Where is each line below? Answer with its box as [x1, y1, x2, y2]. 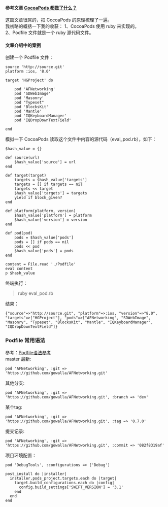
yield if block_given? [14, 195, 62, 200]
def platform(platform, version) [5, 209, 76, 214]
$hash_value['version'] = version [14, 217, 87, 223]
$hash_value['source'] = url [14, 160, 76, 165]
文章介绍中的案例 [5, 42, 41, 48]
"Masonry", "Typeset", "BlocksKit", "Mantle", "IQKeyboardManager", [5, 320, 153, 325]
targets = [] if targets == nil [14, 182, 83, 187]
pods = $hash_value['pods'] [14, 235, 74, 241]
